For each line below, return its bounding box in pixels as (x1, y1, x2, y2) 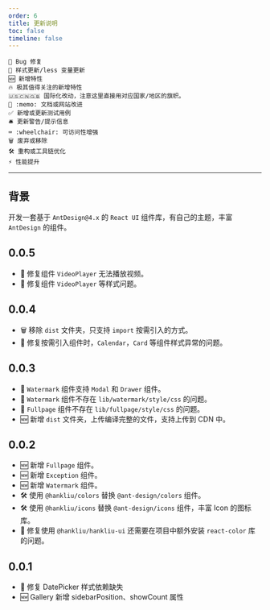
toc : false (8, 27, 45, 35)
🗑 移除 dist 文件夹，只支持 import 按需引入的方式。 (19, 325, 193, 334)
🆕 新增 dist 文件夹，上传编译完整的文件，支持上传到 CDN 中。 (19, 414, 231, 424)
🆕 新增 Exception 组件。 (19, 471, 102, 480)
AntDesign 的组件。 (8, 222, 72, 232)
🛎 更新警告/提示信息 (8, 118, 69, 126)
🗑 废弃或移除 (8, 137, 48, 145)
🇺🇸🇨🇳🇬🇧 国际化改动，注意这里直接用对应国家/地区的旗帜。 (8, 92, 185, 101)
